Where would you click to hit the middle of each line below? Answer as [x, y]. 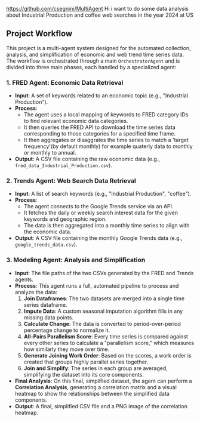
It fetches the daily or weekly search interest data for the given [101, 213]
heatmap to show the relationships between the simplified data [92, 393]
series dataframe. [45, 304]
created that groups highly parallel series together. [86, 362]
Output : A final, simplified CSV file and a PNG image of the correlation [101, 406]
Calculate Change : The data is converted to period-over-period [102, 324]
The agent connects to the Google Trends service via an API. [99, 207]
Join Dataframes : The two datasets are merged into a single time [104, 298]
